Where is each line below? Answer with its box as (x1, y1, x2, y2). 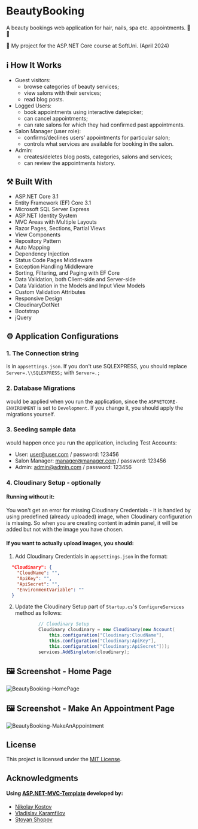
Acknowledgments (6, 773, 79, 783)
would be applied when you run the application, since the (6, 398, 148, 405)
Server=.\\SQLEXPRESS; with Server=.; (6, 369, 100, 376)
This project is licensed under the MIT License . (6, 756, 122, 763)
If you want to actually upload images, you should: (6, 539, 135, 546)
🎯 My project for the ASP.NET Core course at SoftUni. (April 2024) (6, 42, 169, 49)
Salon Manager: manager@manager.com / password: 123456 (14, 457, 166, 464)
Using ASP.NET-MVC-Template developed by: (6, 790, 124, 797)
